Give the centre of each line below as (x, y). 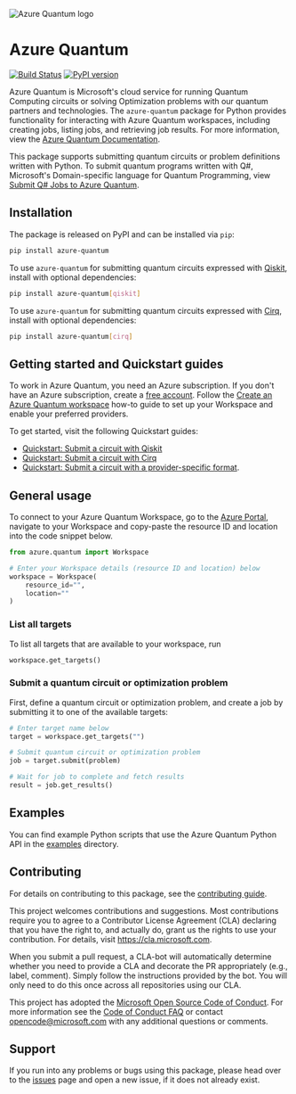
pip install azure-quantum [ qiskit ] (75, 293)
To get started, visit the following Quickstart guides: (104, 432)
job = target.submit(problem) (65, 761)
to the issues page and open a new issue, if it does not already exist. (135, 1080)
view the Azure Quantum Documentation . (85, 139)
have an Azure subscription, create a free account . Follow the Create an (141, 395)
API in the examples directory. (64, 843)
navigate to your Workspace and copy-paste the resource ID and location (144, 526)
